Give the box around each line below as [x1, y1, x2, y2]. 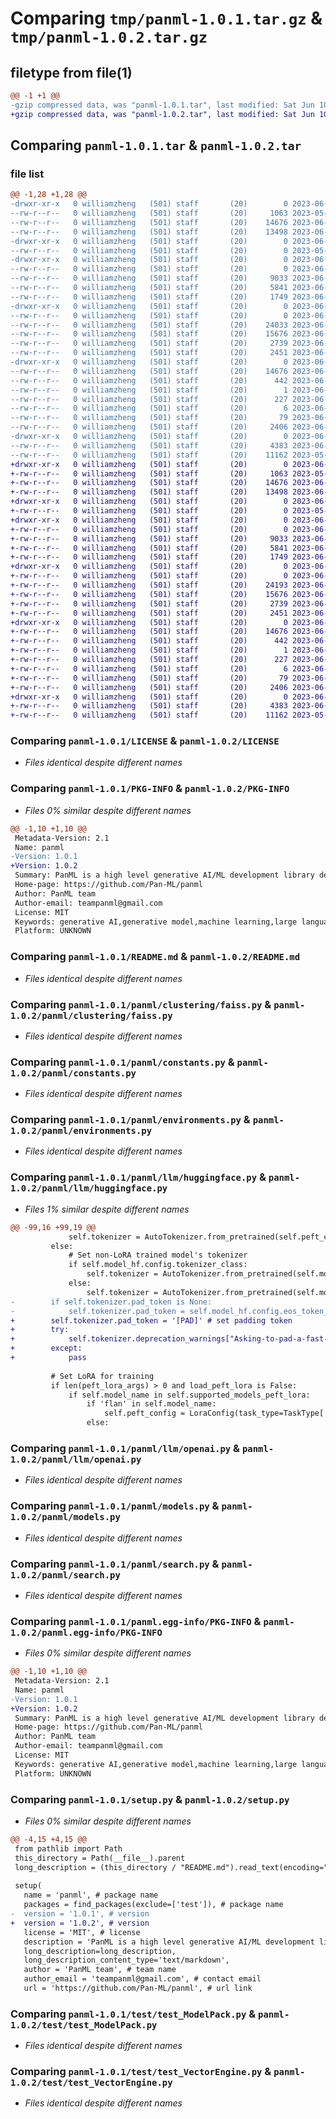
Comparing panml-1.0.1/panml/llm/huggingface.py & [10, 1170, 267, 1184]
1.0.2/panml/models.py [10, 1512, 121, 1523]
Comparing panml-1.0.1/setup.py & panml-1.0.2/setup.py [10, 1792, 290, 1806]
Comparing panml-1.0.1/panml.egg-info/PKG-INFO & [10, 1614, 262, 1628]
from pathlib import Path [14, 1843, 123, 1854]
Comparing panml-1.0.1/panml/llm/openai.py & [10, 1441, 241, 1455]
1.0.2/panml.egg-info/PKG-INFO [10, 1627, 163, 1638]
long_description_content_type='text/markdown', [23, 1955, 230, 1966]
